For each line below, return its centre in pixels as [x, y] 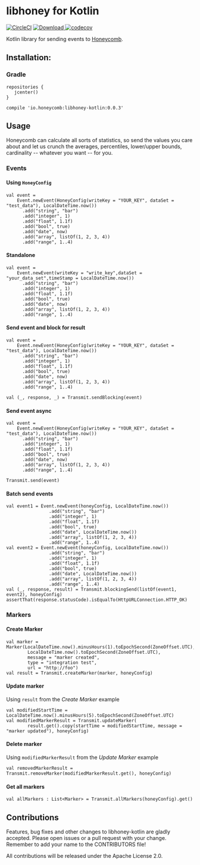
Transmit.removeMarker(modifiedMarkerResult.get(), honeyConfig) [89, 773]
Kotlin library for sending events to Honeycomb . [65, 39]
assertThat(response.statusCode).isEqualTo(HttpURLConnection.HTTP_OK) [97, 600]
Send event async [29, 410]
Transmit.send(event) [33, 481]
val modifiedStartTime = [37, 710]
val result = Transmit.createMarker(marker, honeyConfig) [79, 673]
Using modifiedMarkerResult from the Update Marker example [82, 757]
